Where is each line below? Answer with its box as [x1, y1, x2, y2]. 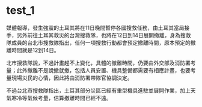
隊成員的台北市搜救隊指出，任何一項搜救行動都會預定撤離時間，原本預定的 [6, 39, 191, 46]
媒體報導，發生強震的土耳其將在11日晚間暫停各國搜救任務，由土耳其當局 [6, 24, 185, 31]
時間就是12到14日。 [11, 46, 60, 54]
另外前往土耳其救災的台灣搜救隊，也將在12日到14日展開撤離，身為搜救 [16, 31, 191, 39]
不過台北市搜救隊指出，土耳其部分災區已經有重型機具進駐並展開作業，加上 [6, 87, 191, 94]
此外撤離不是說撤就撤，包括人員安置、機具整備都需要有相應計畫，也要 [16, 66, 191, 74]
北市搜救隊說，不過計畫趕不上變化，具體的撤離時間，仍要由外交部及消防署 [6, 59, 191, 66]
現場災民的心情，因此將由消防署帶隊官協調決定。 [11, 74, 133, 81]
